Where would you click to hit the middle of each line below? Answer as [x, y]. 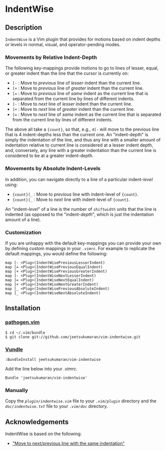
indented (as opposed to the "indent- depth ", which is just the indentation [80, 214]
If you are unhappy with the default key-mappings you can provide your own [83, 243]
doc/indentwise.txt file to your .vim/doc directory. [56, 406]
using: [11, 185]
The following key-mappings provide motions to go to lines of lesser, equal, [82, 68]
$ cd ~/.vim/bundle [25, 333]
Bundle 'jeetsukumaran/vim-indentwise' [46, 378]
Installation [23, 308]
